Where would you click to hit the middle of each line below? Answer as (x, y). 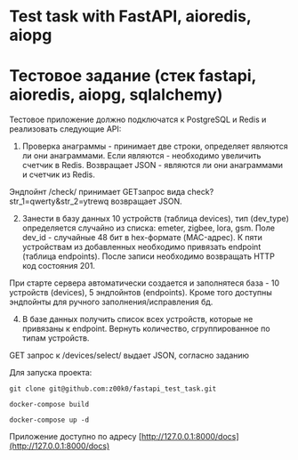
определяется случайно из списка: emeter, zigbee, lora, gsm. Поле (149, 228)
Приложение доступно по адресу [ (76, 437)
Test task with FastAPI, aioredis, (130, 16)
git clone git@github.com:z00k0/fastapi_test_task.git (113, 389)
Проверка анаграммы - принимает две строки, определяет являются (155, 146)
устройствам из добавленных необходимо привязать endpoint (141, 247)
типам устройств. (56, 338)
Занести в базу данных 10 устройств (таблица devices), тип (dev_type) (155, 219)
